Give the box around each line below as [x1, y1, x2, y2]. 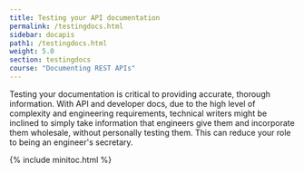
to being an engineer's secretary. [9, 137, 133, 148]
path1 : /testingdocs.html [9, 38, 107, 48]
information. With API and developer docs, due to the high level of [9, 98, 256, 109]
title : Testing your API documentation [9, 13, 161, 23]
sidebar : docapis [9, 30, 75, 39]
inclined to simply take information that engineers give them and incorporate [9, 117, 295, 128]
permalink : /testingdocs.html [9, 22, 124, 31]
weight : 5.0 [9, 47, 54, 56]
